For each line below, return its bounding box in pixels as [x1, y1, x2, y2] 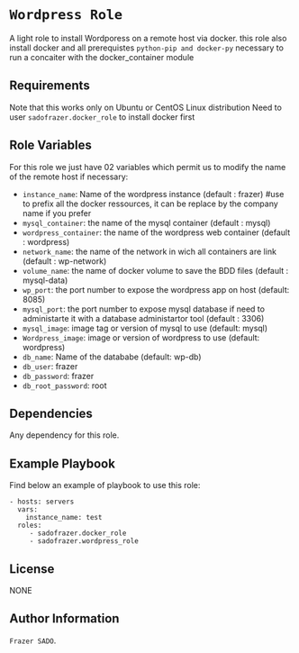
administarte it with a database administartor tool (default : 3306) [22, 313, 265, 323]
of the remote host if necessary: [9, 171, 129, 182]
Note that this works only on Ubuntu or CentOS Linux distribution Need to [9, 102, 282, 113]
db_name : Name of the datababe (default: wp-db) [22, 351, 202, 362]
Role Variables [9, 138, 92, 153]
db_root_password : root [22, 380, 107, 391]
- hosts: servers [9, 497, 75, 506]
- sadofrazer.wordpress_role [29, 537, 140, 546]
